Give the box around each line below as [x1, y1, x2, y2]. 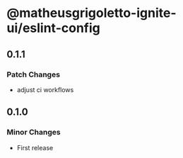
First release [16, 143, 54, 152]
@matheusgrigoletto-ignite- [6, 5, 177, 21]
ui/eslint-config [6, 20, 100, 36]
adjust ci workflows [16, 85, 74, 94]
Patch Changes [6, 69, 61, 79]
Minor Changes [6, 128, 61, 137]
